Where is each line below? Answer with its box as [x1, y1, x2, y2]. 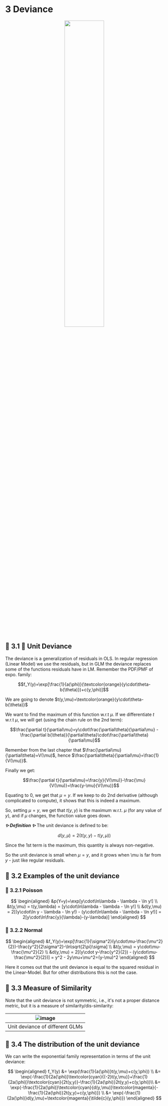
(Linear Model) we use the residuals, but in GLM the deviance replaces [5, 661, 151, 667]
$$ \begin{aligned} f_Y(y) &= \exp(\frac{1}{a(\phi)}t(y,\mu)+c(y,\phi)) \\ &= [7, 1068, 161, 1074]
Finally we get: [5, 767, 36, 773]
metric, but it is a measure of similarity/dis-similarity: [5, 1002, 114, 1008]
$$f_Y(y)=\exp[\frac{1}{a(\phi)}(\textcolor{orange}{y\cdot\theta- [18, 681, 151, 687]
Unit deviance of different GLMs [8, 1023, 83, 1030]
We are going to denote [5, 696, 54, 702]
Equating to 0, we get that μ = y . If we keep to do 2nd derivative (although [5, 792, 158, 798]
